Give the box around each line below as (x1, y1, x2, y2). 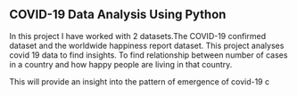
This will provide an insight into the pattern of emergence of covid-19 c (9, 76, 270, 87)
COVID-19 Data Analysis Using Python (9, 7, 227, 22)
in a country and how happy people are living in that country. (9, 59, 233, 69)
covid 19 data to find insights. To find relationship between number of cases (9, 49, 288, 60)
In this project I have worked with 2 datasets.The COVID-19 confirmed (9, 30, 266, 41)
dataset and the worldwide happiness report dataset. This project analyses (9, 40, 285, 51)
